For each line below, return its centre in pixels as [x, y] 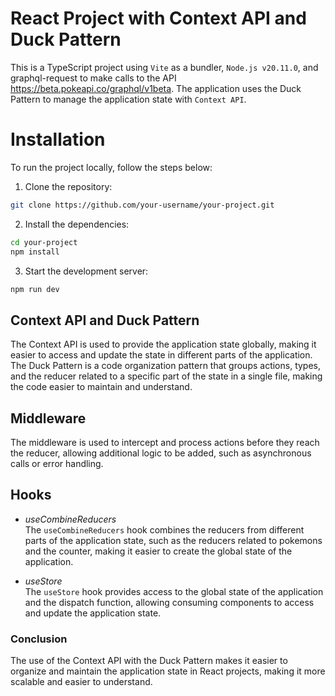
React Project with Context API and [158, 18]
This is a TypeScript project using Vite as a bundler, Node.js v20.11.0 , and [164, 67]
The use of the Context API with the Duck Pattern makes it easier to [149, 661]
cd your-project [44, 242]
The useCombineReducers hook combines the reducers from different [164, 529]
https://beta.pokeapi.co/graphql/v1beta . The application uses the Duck [156, 88]
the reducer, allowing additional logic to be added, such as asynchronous [161, 453]
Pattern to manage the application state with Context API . [128, 99]
